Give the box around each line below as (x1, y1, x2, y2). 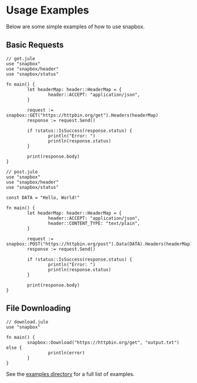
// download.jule (6, 319, 49, 325)
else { (6, 345, 22, 351)
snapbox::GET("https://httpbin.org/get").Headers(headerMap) (6, 112, 159, 118)
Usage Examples (6, 4, 90, 17)
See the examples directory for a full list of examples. (6, 370, 135, 377)
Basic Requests (6, 40, 64, 50)
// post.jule (6, 169, 38, 175)
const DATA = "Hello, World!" (6, 195, 80, 201)
